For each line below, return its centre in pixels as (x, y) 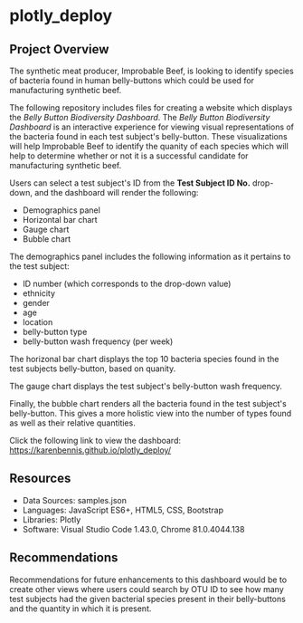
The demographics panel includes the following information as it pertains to (150, 256)
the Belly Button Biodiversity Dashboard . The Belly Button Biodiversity (140, 117)
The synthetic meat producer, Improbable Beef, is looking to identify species (151, 71)
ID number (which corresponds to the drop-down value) (127, 283)
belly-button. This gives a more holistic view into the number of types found (151, 413)
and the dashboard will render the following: (117, 192)
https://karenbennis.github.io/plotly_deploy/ (90, 450)
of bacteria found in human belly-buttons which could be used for (132, 81)
